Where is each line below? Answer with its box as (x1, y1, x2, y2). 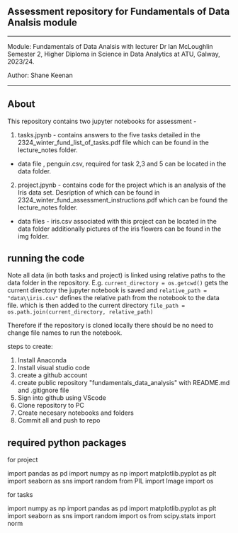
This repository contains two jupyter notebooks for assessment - (7, 117, 197, 125)
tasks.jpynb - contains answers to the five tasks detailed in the (17, 130, 200, 139)
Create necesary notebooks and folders (17, 408, 135, 417)
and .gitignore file (17, 386, 69, 395)
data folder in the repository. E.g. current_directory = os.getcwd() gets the (7, 279, 229, 287)
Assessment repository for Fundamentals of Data (7, 6, 230, 18)
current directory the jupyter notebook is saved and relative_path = (7, 286, 208, 294)
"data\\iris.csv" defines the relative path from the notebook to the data (7, 294, 220, 302)
